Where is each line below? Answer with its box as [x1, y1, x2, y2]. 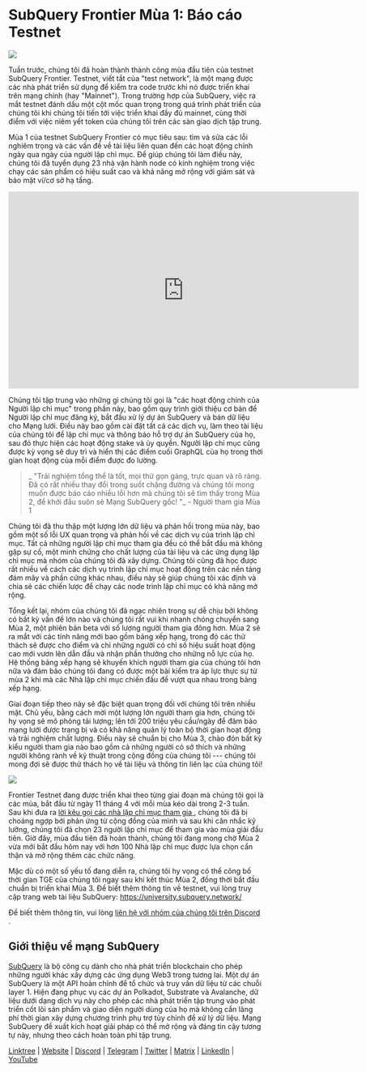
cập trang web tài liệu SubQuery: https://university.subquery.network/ [8, 891, 242, 901]
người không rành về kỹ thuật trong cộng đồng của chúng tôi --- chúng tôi [8, 750, 257, 760]
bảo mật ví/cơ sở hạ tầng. [8, 175, 94, 185]
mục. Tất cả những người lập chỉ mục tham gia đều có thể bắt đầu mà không [8, 538, 263, 548]
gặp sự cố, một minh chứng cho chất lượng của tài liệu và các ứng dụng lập [8, 547, 260, 557]
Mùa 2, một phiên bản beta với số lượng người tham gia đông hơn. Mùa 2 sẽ [8, 622, 261, 633]
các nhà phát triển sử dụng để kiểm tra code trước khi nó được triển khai [8, 82, 249, 92]
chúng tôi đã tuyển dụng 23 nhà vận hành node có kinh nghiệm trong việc [8, 158, 255, 168]
